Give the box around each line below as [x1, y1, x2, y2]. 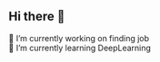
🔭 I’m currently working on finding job [8, 32, 150, 43]
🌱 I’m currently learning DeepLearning [8, 42, 152, 53]
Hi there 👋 [8, 9, 65, 24]
